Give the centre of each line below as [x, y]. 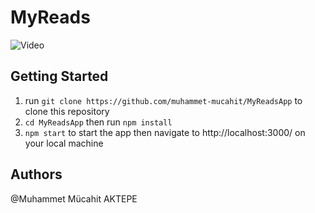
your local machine [64, 143]
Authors [36, 174]
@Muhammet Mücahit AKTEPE [74, 198]
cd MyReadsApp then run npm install [98, 122]
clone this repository [67, 111]
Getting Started [59, 76]
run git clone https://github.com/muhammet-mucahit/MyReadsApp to [163, 100]
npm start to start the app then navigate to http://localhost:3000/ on [165, 132]
